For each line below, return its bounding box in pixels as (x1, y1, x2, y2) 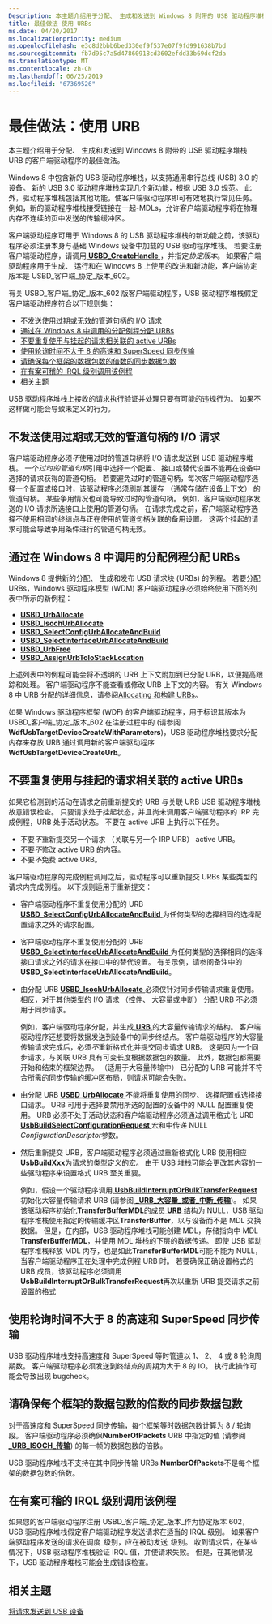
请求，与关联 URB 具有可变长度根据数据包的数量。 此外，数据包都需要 (27, 1052, 261, 1062)
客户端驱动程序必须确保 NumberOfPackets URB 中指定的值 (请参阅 (23, 1430, 247, 1440)
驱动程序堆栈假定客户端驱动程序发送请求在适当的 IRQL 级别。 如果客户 (24, 1527, 260, 1537)
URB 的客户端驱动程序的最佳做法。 (8, 156, 125, 165)
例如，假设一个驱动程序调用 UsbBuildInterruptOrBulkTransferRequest (19, 1185, 257, 1195)
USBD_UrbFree (19, 644, 71, 654)
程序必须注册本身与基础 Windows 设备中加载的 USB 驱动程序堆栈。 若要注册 (8, 241, 263, 251)
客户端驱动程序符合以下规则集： (8, 299, 115, 308)
